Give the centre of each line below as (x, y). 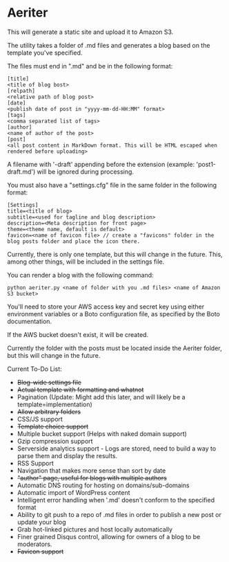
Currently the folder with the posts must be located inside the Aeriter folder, (114, 348)
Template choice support (52, 426)
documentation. (30, 321)
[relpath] (21, 91)
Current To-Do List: (34, 369)
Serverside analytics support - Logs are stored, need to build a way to (117, 448)
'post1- (206, 164)
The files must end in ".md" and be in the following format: (90, 66)
